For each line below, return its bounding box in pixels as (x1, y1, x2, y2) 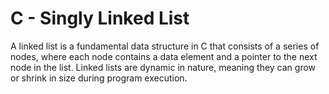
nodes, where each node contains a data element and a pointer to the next (10, 50, 318, 62)
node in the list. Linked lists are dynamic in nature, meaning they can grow (10, 61, 317, 73)
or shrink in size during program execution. (10, 72, 188, 84)
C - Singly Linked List (10, 7, 190, 30)
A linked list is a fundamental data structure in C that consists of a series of (10, 40, 320, 52)
